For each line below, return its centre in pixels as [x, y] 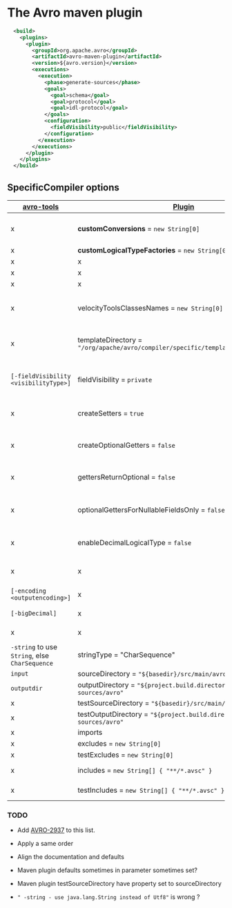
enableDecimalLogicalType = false [135, 543]
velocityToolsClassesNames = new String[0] [150, 308]
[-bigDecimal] [34, 613]
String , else [30, 655]
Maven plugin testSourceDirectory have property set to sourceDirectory [119, 884]
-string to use [34, 647]
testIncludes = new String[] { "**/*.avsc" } [151, 790]
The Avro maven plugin [75, 13]
